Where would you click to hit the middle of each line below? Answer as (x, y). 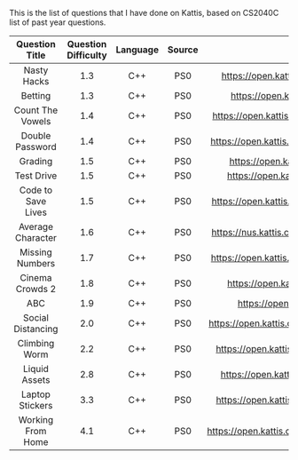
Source (183, 50)
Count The (36, 110)
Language (137, 50)
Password (35, 147)
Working (36, 420)
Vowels (36, 121)
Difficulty (87, 55)
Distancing (36, 329)
